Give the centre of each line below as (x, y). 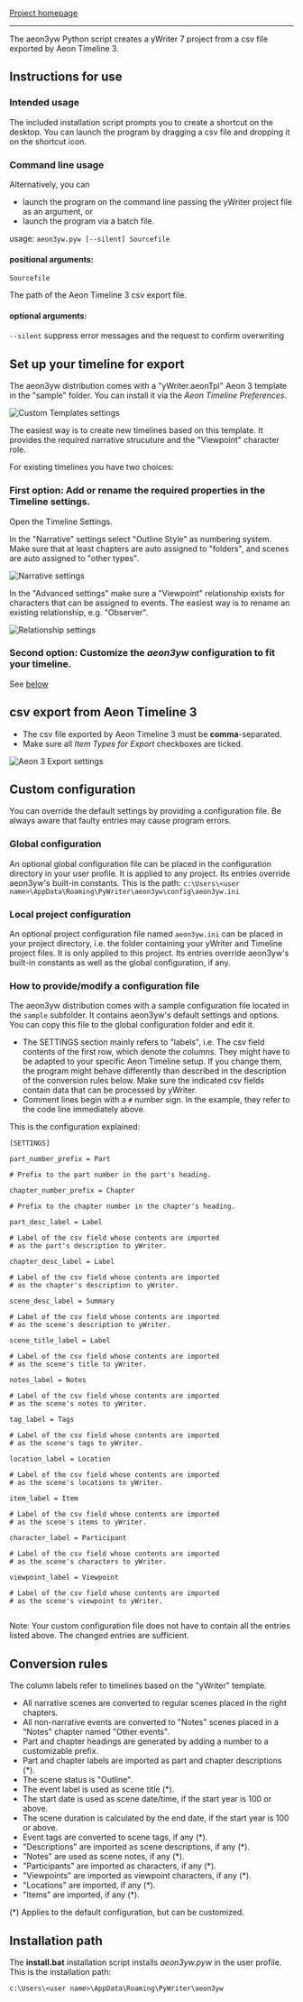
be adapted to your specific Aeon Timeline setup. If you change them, (152, 1061)
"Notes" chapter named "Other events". (96, 1732)
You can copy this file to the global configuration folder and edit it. (132, 1025)
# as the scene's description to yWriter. (90, 1325)
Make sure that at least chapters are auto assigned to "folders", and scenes (149, 549)
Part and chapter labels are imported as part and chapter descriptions (152, 1761)
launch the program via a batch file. (88, 221)
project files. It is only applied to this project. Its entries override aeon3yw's (149, 953)
